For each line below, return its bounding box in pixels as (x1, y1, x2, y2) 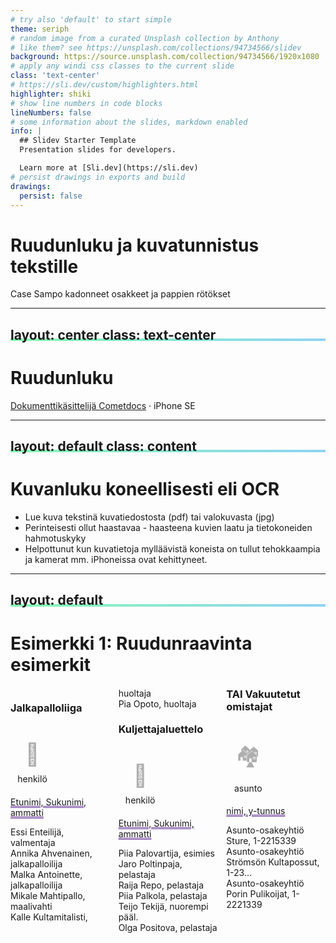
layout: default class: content (10, 438, 197, 455)
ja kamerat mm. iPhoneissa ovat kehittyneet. (24, 553, 208, 565)
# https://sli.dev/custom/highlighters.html (10, 80, 199, 90)
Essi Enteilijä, (10, 826, 65, 838)
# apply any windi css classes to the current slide (10, 61, 235, 71)
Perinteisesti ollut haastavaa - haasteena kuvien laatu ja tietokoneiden (24, 521, 313, 533)
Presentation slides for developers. (19, 145, 177, 155)
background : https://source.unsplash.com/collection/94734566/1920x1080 (10, 52, 320, 62)
